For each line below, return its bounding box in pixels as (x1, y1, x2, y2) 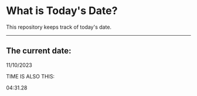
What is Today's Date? (6, 4, 118, 18)
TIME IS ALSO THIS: (6, 73, 55, 80)
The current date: (6, 46, 72, 56)
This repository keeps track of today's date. (6, 23, 112, 30)
